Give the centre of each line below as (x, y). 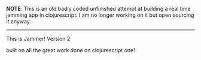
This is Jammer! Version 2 (38, 39)
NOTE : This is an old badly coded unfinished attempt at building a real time (99, 9)
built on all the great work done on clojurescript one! (71, 50)
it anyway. (19, 21)
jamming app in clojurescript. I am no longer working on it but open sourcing (100, 15)
